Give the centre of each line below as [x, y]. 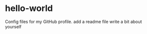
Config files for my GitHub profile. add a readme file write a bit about [73, 22]
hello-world [29, 8]
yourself [13, 26]
